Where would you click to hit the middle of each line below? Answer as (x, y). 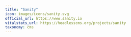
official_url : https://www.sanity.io (44, 18)
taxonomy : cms (20, 27)
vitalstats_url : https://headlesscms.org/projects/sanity (65, 23)
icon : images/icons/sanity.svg (37, 14)
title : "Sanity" (22, 9)
